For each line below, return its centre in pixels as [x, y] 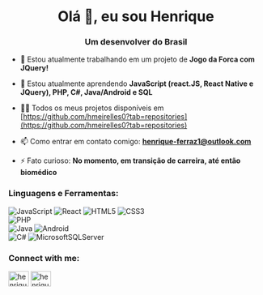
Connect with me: [44, 258]
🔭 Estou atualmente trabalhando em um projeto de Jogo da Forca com [137, 59]
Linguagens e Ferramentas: [64, 194]
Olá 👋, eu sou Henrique [136, 17]
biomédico [38, 173]
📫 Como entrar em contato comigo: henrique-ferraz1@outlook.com [136, 142]
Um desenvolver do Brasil [136, 42]
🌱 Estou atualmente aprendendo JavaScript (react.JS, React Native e [137, 83]
